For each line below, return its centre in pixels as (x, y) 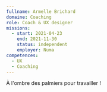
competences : (22, 55)
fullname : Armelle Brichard (41, 11)
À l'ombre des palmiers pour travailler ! (53, 83)
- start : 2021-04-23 (37, 34)
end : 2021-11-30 (37, 39)
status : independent (42, 45)
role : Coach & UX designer (40, 22)
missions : (18, 28)
